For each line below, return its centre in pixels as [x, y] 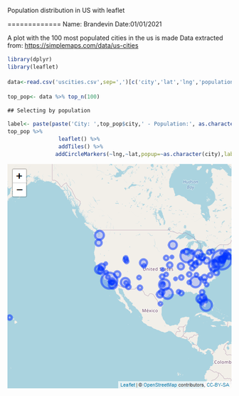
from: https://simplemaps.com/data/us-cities [73, 45]
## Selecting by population [49, 111]
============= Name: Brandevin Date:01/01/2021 [85, 24]
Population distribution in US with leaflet [66, 10]
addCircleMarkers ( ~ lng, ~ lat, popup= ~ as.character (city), [139, 154]
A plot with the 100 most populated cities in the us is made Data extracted [115, 38]
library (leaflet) [33, 67]
